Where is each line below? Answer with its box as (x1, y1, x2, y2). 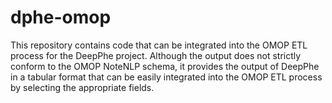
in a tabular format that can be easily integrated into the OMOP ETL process (10, 71, 323, 83)
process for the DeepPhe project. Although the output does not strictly (10, 49, 302, 61)
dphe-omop (10, 6, 112, 29)
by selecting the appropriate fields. (10, 81, 155, 93)
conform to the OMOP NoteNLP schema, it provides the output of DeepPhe (10, 60, 320, 72)
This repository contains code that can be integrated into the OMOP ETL (10, 39, 308, 51)
